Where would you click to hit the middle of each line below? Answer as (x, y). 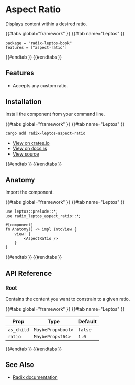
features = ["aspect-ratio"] (36, 47)
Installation (24, 102)
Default (88, 322)
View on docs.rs (30, 148)
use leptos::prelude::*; (32, 211)
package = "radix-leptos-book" (39, 43)
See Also (20, 365)
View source (26, 154)
